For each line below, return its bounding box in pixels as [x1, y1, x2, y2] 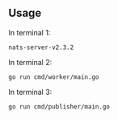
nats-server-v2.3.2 [8, 43, 74, 51]
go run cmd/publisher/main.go [8, 102, 111, 111]
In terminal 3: [8, 87, 53, 96]
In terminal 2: [8, 57, 53, 67]
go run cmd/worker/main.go [8, 72, 99, 81]
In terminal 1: [8, 27, 51, 37]
